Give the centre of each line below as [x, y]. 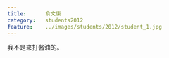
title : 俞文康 [34, 14]
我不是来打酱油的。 [35, 48]
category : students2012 [45, 20]
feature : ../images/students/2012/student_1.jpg [84, 27]
